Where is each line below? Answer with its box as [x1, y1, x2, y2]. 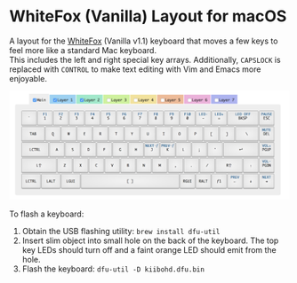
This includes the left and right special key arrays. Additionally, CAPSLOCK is [9, 54, 282, 65]
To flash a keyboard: [9, 208, 84, 219]
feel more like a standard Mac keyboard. [9, 44, 157, 55]
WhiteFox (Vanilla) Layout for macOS [9, 6, 287, 27]
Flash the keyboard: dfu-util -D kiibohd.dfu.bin [21, 263, 205, 274]
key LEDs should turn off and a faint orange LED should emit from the [21, 245, 277, 255]
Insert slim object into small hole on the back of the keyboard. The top [21, 235, 279, 246]
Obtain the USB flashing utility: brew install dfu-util [21, 226, 221, 237]
